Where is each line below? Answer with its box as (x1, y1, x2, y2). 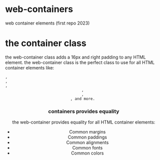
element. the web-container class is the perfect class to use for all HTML (5, 59, 155, 65)
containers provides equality (48, 107, 120, 114)
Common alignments (66, 139, 109, 145)
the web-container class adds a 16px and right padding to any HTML (5, 54, 146, 60)
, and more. (70, 96, 95, 101)
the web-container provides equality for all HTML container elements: (12, 119, 156, 125)
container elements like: (5, 64, 54, 70)
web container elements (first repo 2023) (5, 20, 90, 26)
